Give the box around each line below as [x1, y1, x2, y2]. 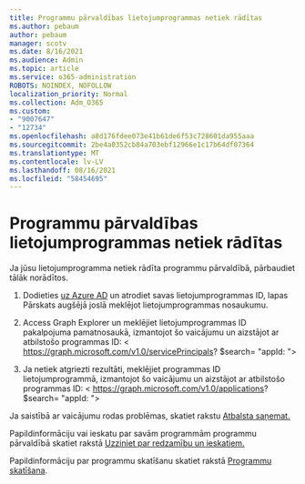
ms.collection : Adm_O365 [9, 97, 104, 107]
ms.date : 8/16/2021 [9, 47, 84, 56]
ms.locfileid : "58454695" [9, 174, 107, 183]
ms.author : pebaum [9, 22, 79, 31]
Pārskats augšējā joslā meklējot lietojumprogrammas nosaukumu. [22, 299, 269, 310]
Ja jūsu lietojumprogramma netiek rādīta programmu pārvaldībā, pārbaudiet [9, 263, 296, 274]
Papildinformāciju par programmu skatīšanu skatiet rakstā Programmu [9, 456, 272, 467]
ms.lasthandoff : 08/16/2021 [9, 166, 117, 175]
